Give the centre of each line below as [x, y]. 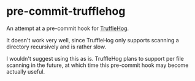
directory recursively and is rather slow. [56, 47]
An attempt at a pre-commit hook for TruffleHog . [68, 28]
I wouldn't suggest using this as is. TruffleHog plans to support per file [95, 58]
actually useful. [25, 71]
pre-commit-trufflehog [66, 11]
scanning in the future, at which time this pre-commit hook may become [97, 65]
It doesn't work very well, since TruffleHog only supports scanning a [93, 40]
